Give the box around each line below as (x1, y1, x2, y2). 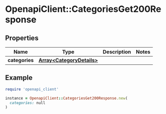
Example (5, 73, 33, 82)
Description (102, 49, 131, 55)
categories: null (9, 100, 46, 105)
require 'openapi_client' (5, 87, 59, 92)
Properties (5, 34, 39, 42)
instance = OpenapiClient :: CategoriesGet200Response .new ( (5, 96, 128, 101)
